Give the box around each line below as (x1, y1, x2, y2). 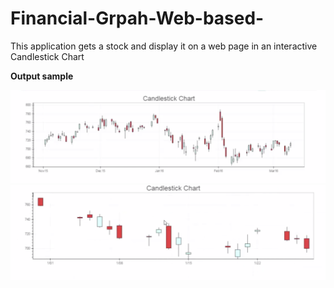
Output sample (10, 70, 74, 82)
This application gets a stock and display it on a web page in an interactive (10, 40, 318, 52)
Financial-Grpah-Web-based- (10, 7, 265, 30)
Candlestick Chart (10, 50, 85, 62)
